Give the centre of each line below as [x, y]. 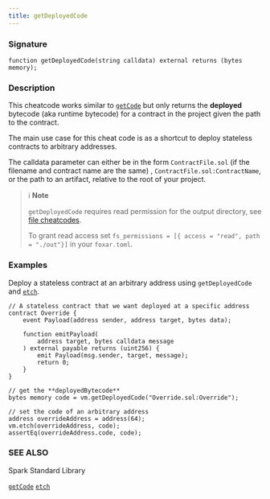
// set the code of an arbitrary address [79, 411]
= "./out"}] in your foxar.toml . [80, 244]
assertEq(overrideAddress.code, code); [75, 433]
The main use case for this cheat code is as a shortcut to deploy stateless [131, 138]
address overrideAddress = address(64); [77, 419]
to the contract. [34, 122]
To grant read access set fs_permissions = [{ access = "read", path [144, 236]
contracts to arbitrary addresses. [63, 146]
